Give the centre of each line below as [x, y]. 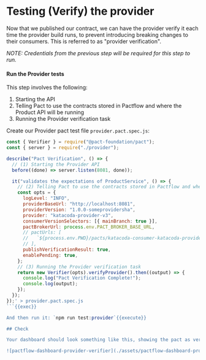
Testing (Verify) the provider [80, 11]
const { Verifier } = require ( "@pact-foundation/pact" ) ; [81, 142]
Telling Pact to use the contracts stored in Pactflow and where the [98, 106]
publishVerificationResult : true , [67, 250]
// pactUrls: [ [42, 232]
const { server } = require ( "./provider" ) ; [63, 148]
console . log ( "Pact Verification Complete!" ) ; [82, 278]
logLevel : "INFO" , [46, 198]
